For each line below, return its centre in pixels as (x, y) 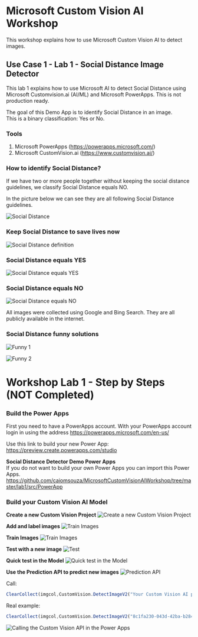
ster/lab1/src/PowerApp (34, 487)
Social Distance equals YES (46, 260)
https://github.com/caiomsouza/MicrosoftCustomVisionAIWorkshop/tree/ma (99, 480)
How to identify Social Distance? (54, 168)
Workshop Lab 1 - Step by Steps (85, 382)
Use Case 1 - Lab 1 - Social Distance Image (85, 65)
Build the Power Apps (38, 413)
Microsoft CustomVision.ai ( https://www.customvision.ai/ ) (85, 153)
